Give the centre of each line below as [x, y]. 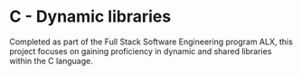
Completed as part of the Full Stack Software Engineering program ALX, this [151, 42]
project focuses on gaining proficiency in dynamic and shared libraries [141, 51]
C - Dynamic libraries [90, 17]
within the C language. [51, 61]
